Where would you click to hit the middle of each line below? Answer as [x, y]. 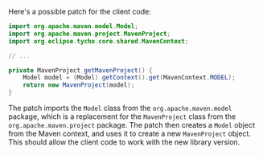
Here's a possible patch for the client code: [80, 12]
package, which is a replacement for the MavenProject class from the [122, 116]
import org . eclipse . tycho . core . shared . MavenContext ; [99, 41]
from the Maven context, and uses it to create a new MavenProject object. [130, 133]
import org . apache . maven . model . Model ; [73, 27]
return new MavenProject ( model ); [79, 85]
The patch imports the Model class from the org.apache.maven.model [120, 108]
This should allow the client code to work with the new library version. [124, 142]
